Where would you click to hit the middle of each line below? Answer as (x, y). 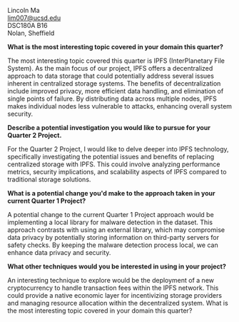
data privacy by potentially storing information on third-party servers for (113, 237)
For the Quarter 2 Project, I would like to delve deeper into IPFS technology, (118, 149)
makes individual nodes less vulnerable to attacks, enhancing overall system (120, 106)
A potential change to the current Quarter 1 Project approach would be (111, 215)
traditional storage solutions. (49, 179)
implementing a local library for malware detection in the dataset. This (110, 222)
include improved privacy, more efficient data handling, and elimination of (116, 91)
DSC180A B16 (27, 25)
